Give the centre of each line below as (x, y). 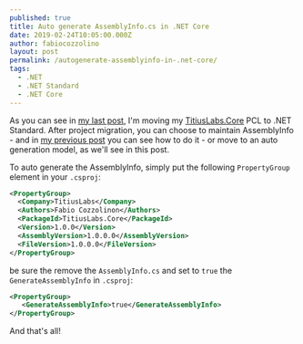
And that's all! (35, 331)
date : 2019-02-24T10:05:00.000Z (71, 35)
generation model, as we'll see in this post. (90, 149)
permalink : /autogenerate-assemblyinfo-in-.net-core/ (114, 60)
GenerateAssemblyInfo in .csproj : (71, 280)
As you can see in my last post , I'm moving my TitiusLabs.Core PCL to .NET (151, 120)
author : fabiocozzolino (55, 43)
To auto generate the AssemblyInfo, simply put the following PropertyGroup (150, 167)
